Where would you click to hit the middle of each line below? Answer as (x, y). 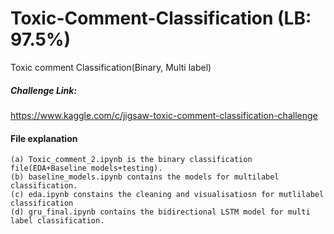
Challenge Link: (44, 90)
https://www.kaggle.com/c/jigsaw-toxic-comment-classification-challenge (164, 115)
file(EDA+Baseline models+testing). (86, 168)
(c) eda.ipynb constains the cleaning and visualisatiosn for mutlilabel (167, 195)
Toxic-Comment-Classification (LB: (161, 18)
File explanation (44, 138)
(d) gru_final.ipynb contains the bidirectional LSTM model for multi (160, 212)
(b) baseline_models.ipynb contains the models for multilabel (145, 177)
